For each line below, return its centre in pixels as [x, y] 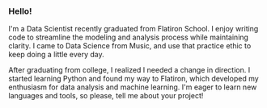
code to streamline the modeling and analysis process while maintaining [129, 37]
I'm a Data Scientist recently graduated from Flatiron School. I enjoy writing [133, 29]
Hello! [20, 11]
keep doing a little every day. [57, 55]
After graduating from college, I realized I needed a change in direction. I [129, 70]
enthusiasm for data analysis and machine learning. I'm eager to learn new [133, 87]
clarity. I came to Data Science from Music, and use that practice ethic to [130, 46]
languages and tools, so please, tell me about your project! [106, 96]
